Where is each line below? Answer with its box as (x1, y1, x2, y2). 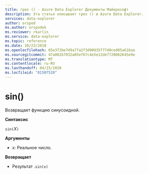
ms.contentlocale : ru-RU (5, 61, 55, 66)
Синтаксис (5, 116, 28, 122)
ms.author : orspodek (5, 25, 47, 30)
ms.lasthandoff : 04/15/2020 (5, 66, 62, 71)
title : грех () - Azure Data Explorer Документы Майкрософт (5, 7, 129, 12)
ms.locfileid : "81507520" (5, 70, 57, 75)
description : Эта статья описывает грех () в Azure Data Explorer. (5, 12, 144, 16)
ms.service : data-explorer (5, 34, 59, 39)
